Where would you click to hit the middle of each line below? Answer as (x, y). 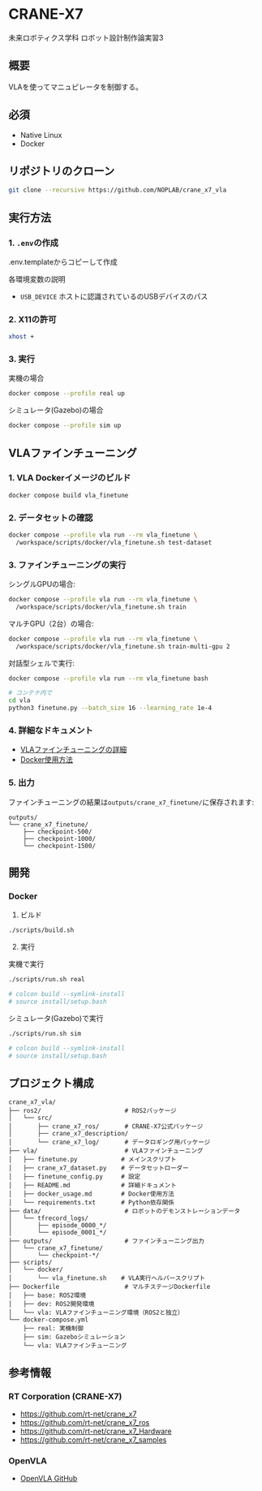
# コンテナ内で (30, 693)
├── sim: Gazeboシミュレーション (74, 1337)
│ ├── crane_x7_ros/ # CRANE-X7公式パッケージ (106, 1127)
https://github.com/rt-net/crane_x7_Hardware (96, 1431)
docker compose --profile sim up (65, 426)
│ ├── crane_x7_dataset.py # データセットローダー (99, 1168)
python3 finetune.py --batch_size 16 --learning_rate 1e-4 (110, 708)
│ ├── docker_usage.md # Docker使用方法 (91, 1194)
